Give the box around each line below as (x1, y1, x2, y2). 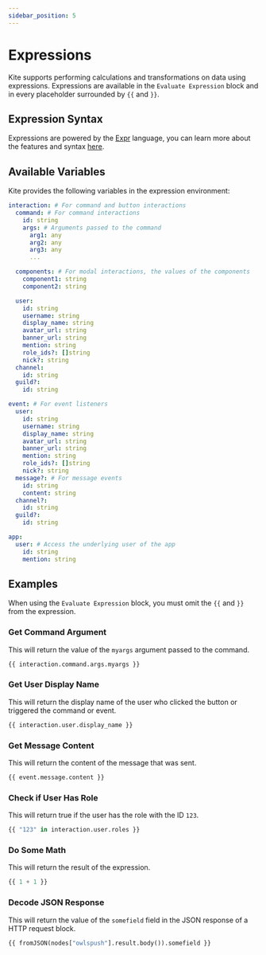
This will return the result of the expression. (8, 863, 151, 872)
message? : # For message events (15, 474, 123, 482)
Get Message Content (8, 740, 94, 751)
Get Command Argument (8, 627, 107, 638)
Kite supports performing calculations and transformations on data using (8, 72, 246, 82)
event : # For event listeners (8, 400, 109, 409)
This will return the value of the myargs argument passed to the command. (8, 644, 250, 654)
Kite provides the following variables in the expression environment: (8, 186, 230, 196)
